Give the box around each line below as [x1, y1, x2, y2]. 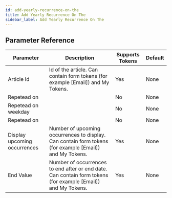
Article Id [8, 76, 30, 83]
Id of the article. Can [49, 66, 98, 73]
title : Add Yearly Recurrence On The [5, 12, 86, 17]
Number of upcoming [49, 125, 101, 132]
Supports [116, 51, 140, 58]
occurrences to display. [49, 131, 106, 139]
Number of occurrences [49, 159, 107, 166]
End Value [8, 172, 32, 179]
